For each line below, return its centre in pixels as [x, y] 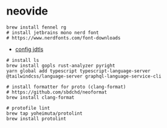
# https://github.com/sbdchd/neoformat [57, 92]
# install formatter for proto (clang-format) [66, 87]
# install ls [23, 60]
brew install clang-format [40, 97]
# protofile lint [28, 108]
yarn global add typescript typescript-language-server [78, 71]
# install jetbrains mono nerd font [53, 32]
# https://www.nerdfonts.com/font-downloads [63, 38]
